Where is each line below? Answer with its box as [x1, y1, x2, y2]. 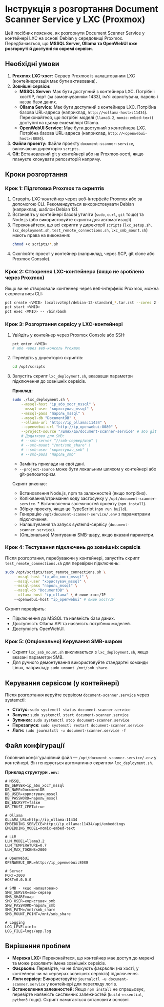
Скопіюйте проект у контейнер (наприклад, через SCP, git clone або [12, 251, 155, 257]
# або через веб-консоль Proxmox [12, 346, 81, 351]
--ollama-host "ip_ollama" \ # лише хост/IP [14, 592, 106, 598]
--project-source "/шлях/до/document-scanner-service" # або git [21, 429, 157, 434]
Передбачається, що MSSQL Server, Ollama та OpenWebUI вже [5, 40, 138, 46]
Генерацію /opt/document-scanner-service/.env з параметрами [19, 511, 150, 517]
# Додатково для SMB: [21, 434, 65, 439]
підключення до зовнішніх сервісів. [12, 378, 86, 384]
